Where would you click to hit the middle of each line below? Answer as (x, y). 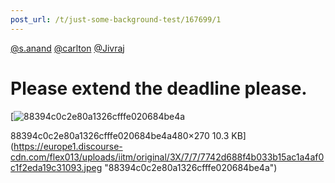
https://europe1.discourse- (68, 146)
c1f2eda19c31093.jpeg (56, 167)
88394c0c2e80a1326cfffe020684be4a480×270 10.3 (120, 135)
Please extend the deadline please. (159, 88)
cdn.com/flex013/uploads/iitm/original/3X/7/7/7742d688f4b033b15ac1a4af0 (167, 157)
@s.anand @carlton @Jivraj (67, 48)
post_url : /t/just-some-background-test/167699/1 (116, 19)
